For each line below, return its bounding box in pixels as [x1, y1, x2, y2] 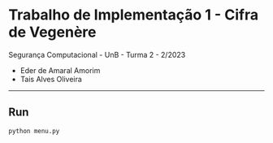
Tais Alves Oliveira [19, 74, 83, 84]
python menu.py [8, 127, 60, 135]
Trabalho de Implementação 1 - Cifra [8, 6, 258, 24]
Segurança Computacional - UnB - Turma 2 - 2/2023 [8, 50, 186, 59]
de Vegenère [8, 23, 97, 41]
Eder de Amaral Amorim [19, 65, 101, 75]
